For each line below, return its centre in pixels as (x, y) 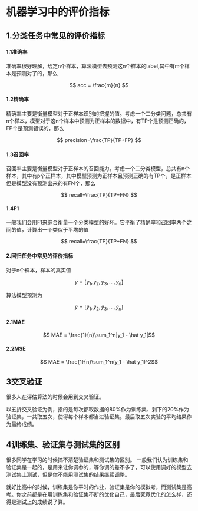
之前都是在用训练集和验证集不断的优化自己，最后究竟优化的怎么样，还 (107, 494)
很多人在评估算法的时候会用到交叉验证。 (55, 397)
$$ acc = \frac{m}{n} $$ (99, 85)
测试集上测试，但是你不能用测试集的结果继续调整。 (68, 474)
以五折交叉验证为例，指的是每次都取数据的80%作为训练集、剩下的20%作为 (98, 410)
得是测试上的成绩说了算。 (37, 502)
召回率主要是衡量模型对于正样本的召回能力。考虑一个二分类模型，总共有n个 (98, 169)
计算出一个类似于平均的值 (57, 230)
